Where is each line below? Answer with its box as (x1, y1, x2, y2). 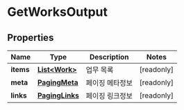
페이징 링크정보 (85, 91, 133, 100)
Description (89, 53, 130, 62)
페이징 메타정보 (85, 78, 133, 87)
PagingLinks (37, 91, 80, 100)
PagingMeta (37, 77, 78, 87)
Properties (7, 32, 54, 44)
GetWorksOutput (7, 4, 108, 20)
